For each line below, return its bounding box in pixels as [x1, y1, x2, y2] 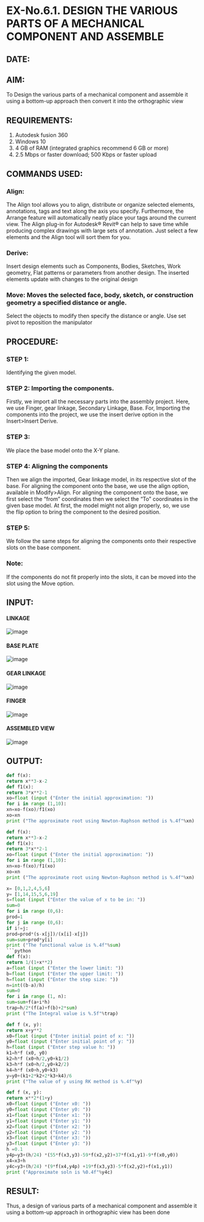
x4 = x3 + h [6, 1157, 26, 1164]
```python [6, 948, 32, 954]
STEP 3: [6, 432, 30, 441]
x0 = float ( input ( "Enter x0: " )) [6, 1101, 91, 1107]
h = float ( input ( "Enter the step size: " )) [6, 976, 119, 982]
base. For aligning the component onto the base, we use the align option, [6, 483, 190, 490]
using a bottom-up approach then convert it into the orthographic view [6, 97, 184, 105]
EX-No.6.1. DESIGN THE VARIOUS [6, 4, 178, 18]
